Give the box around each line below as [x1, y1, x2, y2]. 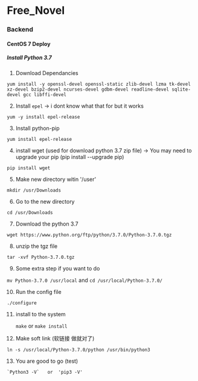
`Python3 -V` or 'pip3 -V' [7, 369, 83, 375]
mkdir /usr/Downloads [7, 187, 62, 194]
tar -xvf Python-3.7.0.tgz [7, 254, 75, 260]
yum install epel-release [7, 136, 72, 142]
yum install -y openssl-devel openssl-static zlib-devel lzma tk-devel [7, 81, 191, 87]
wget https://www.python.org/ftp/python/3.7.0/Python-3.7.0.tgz [7, 232, 172, 238]
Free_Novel [7, 4, 65, 18]
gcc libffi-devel [22, 91, 67, 97]
